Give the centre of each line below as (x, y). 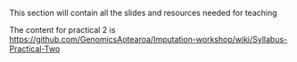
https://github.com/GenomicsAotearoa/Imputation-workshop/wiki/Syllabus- (148, 39)
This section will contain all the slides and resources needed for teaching (144, 13)
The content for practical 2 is (62, 30)
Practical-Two (35, 49)
